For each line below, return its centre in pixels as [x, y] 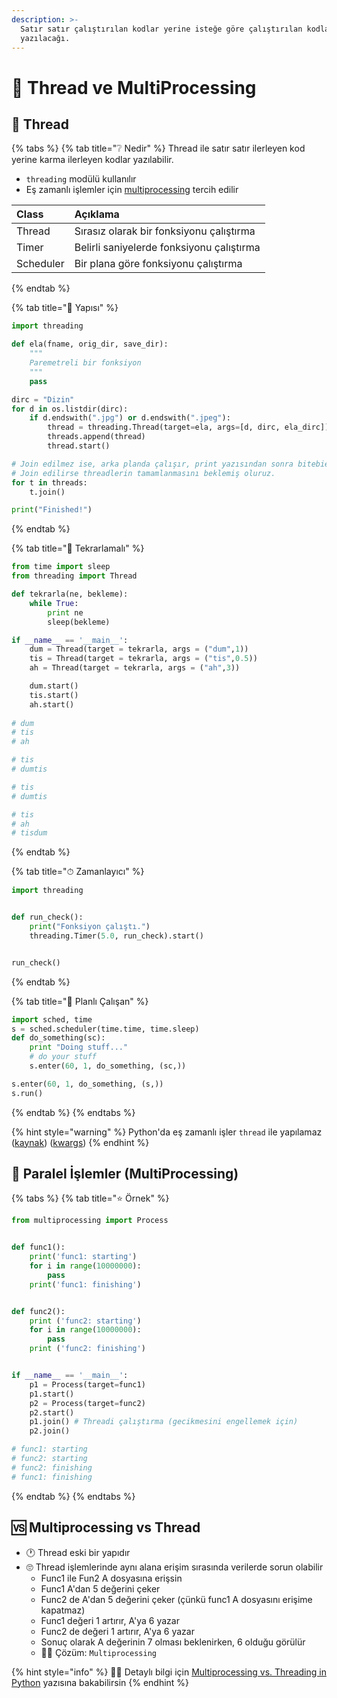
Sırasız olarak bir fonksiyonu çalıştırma [165, 231]
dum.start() [54, 686]
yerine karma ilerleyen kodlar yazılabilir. [92, 160]
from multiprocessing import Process [90, 1221]
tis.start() [54, 695]
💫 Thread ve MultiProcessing [134, 87]
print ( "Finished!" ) [52, 510]
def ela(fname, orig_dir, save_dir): [90, 344]
